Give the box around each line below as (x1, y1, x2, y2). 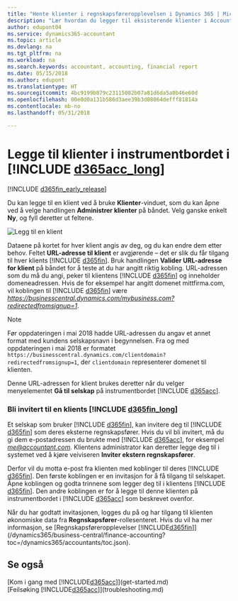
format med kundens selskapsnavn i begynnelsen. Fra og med (7, 336, 189, 345)
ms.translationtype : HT (7, 83, 78, 90)
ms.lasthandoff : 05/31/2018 (7, 109, 91, 116)
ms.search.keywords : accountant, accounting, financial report (7, 63, 198, 70)
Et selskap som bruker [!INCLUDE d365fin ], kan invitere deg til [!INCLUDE (7, 420, 222, 429)
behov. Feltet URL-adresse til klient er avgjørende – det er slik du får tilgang (7, 248, 229, 257)
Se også (7, 558, 44, 571)
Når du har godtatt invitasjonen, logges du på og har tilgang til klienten (7, 508, 213, 517)
